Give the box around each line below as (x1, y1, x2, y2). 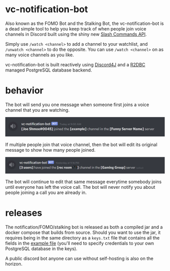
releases (5, 207, 42, 219)
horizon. (5, 261, 23, 267)
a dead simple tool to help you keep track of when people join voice (5, 25, 147, 31)
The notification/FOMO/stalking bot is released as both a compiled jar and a (5, 224, 163, 230)
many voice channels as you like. (5, 52, 74, 58)
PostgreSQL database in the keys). (5, 246, 77, 252)
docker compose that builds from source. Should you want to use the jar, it (5, 229, 161, 235)
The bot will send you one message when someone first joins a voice (5, 101, 149, 108)
